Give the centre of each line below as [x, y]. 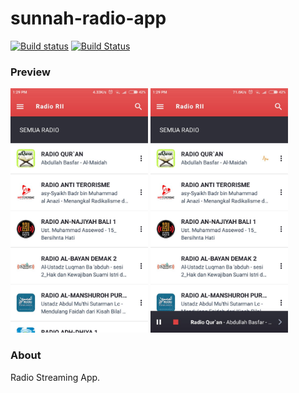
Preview [30, 72]
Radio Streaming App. [55, 377]
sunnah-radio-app [88, 18]
